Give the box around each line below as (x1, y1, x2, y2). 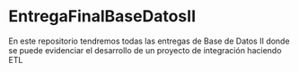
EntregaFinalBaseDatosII (8, 6, 197, 27)
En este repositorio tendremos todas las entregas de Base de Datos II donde (8, 36, 290, 46)
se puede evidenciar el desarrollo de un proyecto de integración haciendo (8, 44, 282, 55)
